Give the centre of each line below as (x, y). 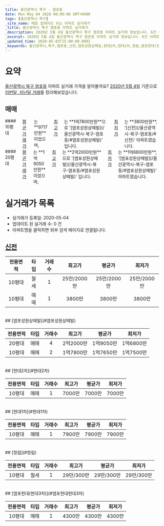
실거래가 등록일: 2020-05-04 (41, 218)
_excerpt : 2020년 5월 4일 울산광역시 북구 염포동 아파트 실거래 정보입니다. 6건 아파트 (82, 37)
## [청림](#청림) (21, 453)
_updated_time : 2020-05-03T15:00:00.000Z (48, 42)
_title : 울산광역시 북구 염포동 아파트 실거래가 (47, 28)
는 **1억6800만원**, (137, 152)
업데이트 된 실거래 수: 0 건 (37, 224)
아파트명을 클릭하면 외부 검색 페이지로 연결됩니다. (59, 230)
